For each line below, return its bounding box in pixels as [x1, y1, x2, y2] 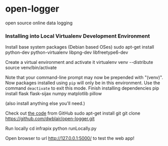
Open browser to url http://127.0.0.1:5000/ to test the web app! [5, 135, 135, 141]
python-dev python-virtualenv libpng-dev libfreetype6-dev [5, 49, 129, 56]
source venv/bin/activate [5, 64, 57, 71]
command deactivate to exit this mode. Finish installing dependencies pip [5, 85, 159, 91]
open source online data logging [5, 20, 73, 26]
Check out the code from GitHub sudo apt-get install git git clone [5, 110, 141, 117]
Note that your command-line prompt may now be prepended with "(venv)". [5, 75, 163, 81]
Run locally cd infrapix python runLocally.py [5, 125, 97, 132]
